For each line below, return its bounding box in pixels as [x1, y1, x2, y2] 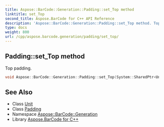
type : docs [5, 25, 27, 30]
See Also [5, 88, 33, 96]
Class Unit [12, 101, 33, 107]
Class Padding [12, 106, 41, 112]
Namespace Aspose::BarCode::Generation [12, 111, 98, 117]
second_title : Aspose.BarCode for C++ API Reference [5, 16, 115, 21]
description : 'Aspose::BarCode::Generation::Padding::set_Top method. [5, 20, 152, 26]
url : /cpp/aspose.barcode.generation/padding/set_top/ [5, 35, 119, 39]
